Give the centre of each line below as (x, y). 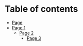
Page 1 (19, 27)
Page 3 (34, 38)
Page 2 (26, 33)
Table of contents (41, 9)
